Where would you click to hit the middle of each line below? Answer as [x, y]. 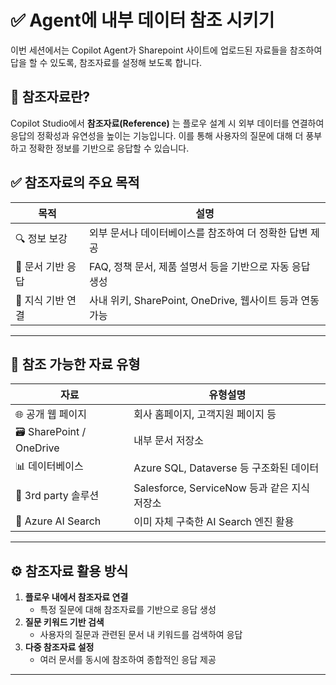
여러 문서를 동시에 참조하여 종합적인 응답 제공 [128, 660]
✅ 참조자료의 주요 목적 [75, 182]
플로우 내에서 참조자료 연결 [76, 597]
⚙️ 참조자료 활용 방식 [69, 571]
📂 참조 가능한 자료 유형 [75, 364]
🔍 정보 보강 [41, 239]
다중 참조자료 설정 [59, 647]
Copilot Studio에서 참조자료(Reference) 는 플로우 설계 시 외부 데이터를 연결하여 [167, 123]
